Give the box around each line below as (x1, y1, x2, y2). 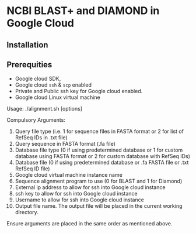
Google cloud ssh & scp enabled (15, 81, 92, 88)
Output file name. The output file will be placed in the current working (15, 203, 183, 210)
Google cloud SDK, (15, 75, 61, 83)
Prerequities (6, 60, 52, 70)
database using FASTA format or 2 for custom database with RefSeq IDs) (15, 153, 190, 160)
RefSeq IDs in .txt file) (15, 134, 68, 141)
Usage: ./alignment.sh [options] (6, 105, 82, 112)
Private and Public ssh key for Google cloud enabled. (15, 88, 143, 95)
